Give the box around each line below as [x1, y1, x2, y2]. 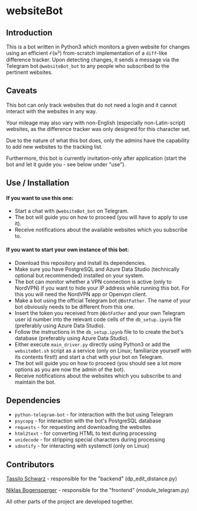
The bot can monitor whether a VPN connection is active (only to [14, 278, 172, 285]
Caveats [6, 86, 37, 96]
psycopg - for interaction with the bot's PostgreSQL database [14, 417, 162, 424]
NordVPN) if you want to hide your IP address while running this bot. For [14, 284, 190, 291]
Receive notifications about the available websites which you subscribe [14, 226, 188, 234]
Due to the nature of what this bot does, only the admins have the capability [6, 137, 190, 144]
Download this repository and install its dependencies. [14, 259, 146, 266]
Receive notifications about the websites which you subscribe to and [14, 372, 182, 379]
